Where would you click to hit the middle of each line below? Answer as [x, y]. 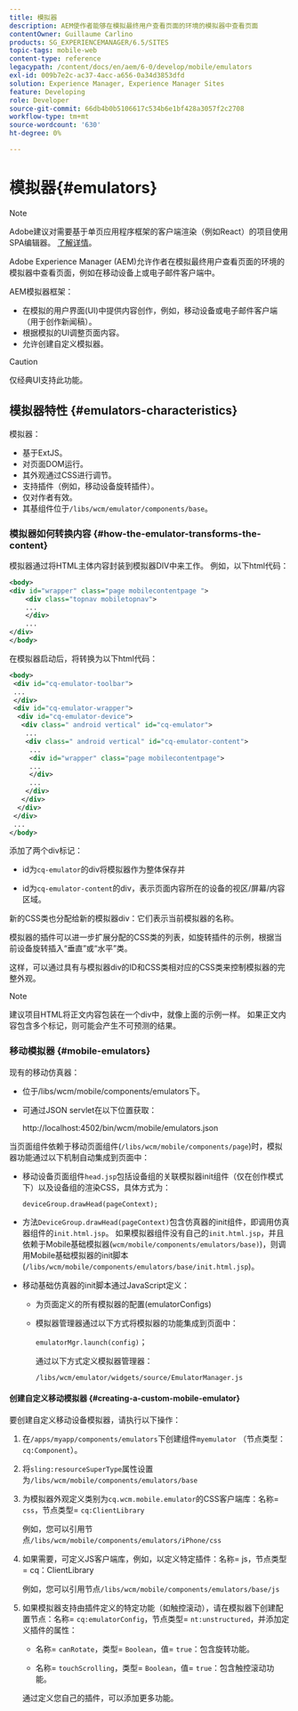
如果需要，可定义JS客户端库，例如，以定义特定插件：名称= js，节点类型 [154, 1559]
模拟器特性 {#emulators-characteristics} [124, 411]
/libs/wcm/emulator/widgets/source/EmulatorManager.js [139, 1377]
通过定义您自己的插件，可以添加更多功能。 [100, 1698]
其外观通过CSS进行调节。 [69, 475]
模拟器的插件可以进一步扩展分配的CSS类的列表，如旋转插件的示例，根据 [142, 937]
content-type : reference [55, 59]
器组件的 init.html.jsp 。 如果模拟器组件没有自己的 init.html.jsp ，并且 [153, 1232]
